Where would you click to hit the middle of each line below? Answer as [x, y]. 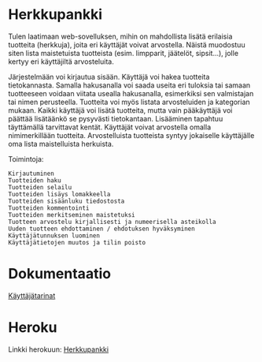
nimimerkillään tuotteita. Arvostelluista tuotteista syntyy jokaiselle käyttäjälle [131, 135]
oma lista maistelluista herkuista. [61, 144]
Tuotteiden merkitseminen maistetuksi [72, 215]
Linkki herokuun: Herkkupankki [58, 349]
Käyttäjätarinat [32, 295]
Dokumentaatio [60, 274]
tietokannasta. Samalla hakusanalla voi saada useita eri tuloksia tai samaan [129, 85]
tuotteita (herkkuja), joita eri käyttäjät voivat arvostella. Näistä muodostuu [127, 44]
